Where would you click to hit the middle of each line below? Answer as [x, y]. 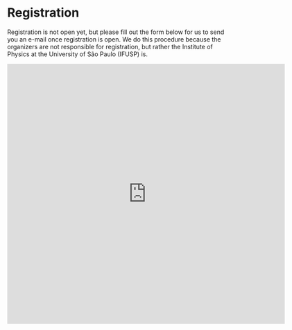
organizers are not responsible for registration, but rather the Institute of [110, 46]
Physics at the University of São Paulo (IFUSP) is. [77, 54]
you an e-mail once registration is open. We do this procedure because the [114, 39]
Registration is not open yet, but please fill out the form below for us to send [116, 32]
